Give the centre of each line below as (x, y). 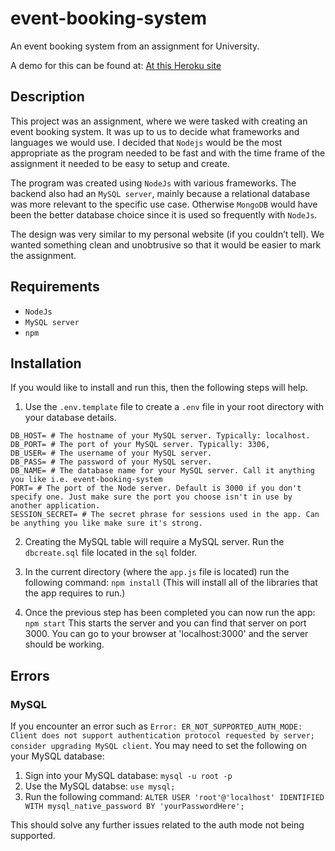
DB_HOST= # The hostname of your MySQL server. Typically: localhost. (160, 436)
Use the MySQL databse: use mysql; (100, 786)
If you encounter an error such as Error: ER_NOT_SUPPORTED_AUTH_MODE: (156, 726)
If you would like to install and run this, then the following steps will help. (159, 388)
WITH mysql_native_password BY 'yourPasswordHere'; (134, 807)
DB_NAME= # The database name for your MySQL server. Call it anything (162, 471)
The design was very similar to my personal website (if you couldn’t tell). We (167, 234)
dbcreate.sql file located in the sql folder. (111, 553)
